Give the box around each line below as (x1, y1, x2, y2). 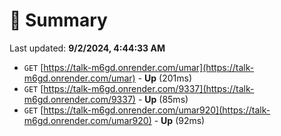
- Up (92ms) (153, 114, 206, 126)
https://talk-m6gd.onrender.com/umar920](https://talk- (43, 104, 271, 116)
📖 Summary (9, 9, 108, 32)
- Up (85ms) (137, 93, 189, 105)
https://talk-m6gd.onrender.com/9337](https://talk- (43, 82, 255, 94)
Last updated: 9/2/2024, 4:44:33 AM (9, 42, 166, 54)
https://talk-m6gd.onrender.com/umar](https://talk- (43, 61, 255, 73)
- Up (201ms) (137, 72, 192, 84)
